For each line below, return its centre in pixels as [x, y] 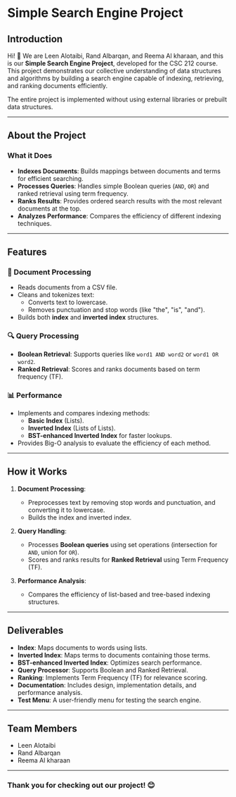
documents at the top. [50, 208]
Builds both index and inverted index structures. [88, 318]
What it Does [30, 156]
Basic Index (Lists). [56, 420]
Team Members [42, 728]
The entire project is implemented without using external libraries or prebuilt [117, 99]
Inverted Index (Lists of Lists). [72, 428]
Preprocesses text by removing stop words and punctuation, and [122, 502]
